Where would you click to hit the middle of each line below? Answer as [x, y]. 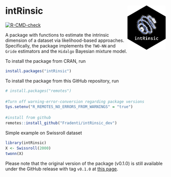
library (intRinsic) [26, 143]
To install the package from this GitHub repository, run [62, 81]
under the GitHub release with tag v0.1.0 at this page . [62, 169]
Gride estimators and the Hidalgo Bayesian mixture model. [66, 51]
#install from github [28, 118]
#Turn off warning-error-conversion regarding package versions [75, 102]
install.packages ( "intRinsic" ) [38, 71]
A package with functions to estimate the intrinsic [57, 35]
